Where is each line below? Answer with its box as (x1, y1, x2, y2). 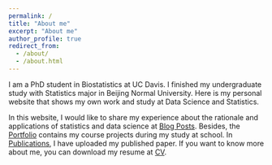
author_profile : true (8, 34, 82, 43)
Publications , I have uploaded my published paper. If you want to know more (8, 138, 265, 148)
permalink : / (8, 11, 53, 20)
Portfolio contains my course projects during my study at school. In (8, 129, 233, 139)
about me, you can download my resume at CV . (8, 147, 167, 157)
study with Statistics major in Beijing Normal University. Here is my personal (8, 88, 262, 98)
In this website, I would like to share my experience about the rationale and (8, 112, 258, 122)
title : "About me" (8, 20, 71, 28)
